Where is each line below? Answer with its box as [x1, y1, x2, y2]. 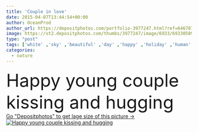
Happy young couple [6, 69, 180, 92]
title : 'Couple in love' [6, 8, 67, 15]
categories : [6, 47, 35, 53]
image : [6, 31, 22, 37]
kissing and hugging [6, 91, 174, 113]
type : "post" [6, 36, 38, 42]
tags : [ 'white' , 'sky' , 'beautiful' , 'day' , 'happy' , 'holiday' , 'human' [6, 42, 192, 48]
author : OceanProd [6, 20, 51, 25]
